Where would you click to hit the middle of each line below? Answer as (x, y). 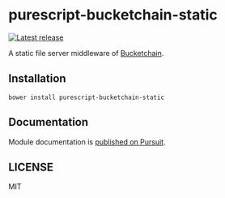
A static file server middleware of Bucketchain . (86, 53)
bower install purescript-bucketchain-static (86, 97)
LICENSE (31, 167)
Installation (37, 79)
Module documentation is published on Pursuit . (87, 142)
